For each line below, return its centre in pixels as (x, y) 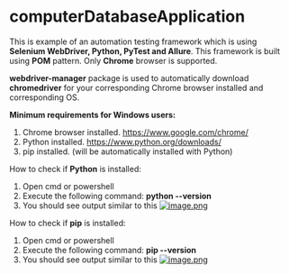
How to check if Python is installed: (75, 169)
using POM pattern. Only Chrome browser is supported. (113, 60)
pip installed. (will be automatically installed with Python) (127, 151)
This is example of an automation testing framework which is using (133, 41)
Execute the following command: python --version (117, 196)
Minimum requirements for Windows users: (92, 114)
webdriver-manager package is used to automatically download (129, 78)
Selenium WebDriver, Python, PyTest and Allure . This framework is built (145, 50)
